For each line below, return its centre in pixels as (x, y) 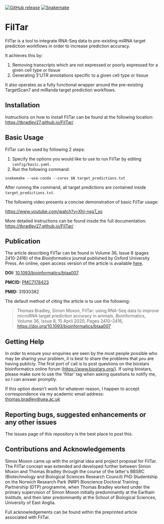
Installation (22, 105)
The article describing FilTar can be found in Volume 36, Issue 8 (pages (77, 253)
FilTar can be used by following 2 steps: (45, 149)
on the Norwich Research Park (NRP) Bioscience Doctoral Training (72, 482)
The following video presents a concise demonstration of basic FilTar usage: (82, 202)
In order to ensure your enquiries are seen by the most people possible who (81, 354)
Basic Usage (24, 137)
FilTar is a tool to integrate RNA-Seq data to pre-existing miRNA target (75, 41)
